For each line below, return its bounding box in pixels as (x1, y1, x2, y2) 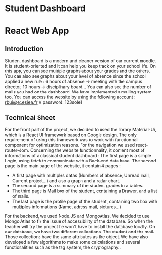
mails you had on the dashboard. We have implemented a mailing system (5, 89, 152, 95)
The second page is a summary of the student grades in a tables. (12, 183, 143, 188)
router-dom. (5, 147, 29, 153)
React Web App (5, 25, 69, 37)
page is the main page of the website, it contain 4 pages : (5, 163, 121, 169)
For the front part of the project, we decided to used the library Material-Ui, (5, 127, 156, 132)
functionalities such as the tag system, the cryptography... (5, 244, 122, 250)
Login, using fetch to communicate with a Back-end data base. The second (5, 158, 156, 163)
